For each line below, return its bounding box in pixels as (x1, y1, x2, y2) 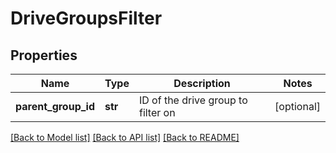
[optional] (274, 100, 321, 113)
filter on (138, 106, 176, 119)
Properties (10, 47, 78, 64)
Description (173, 77, 231, 90)
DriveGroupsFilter (10, 7, 163, 30)
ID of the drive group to (138, 93, 248, 107)
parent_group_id (15, 100, 96, 113)
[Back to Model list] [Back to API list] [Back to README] (10, 132, 240, 143)
